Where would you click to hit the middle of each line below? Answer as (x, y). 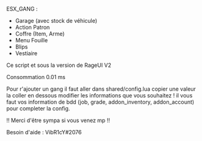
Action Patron (32, 27)
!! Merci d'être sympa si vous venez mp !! (58, 120)
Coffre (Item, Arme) (40, 34)
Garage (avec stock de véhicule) (56, 21)
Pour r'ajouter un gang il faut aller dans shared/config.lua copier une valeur (101, 89)
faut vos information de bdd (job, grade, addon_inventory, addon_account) (100, 102)
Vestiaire (26, 53)
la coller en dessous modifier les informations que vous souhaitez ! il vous (99, 95)
